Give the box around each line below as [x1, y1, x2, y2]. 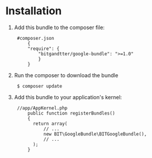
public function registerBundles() [27, 110, 115, 116]
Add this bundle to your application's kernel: [14, 93, 122, 100]
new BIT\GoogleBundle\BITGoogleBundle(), [43, 131, 147, 137]
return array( [33, 121, 67, 127]
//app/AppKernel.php [17, 105, 67, 111]
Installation [5, 4, 62, 18]
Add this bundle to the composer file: [14, 24, 105, 31]
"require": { [27, 46, 60, 52]
